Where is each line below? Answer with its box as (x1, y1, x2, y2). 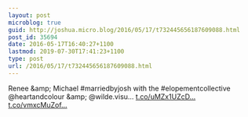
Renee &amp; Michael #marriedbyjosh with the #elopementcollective (8, 83, 231, 93)
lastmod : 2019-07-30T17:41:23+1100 (8, 48, 125, 55)
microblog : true (8, 19, 61, 27)
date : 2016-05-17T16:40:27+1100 (8, 41, 114, 48)
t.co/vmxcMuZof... (8, 100, 68, 109)
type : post (8, 55, 44, 63)
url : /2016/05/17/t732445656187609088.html (8, 62, 153, 70)
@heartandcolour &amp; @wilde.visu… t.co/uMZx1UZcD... (8, 91, 196, 101)
